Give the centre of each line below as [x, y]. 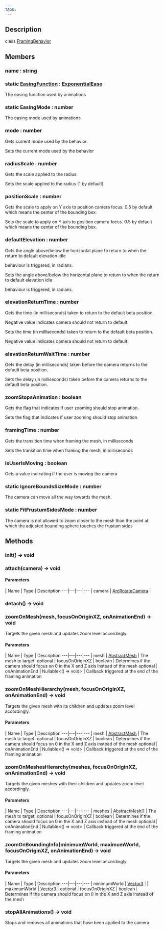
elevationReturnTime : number [42, 302]
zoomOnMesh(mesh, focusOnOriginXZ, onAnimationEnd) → [78, 617]
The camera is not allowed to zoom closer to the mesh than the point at [77, 520]
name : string [21, 71]
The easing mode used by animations [43, 118]
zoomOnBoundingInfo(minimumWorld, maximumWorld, [73, 845]
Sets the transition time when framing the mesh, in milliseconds [69, 450]
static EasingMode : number [39, 107]
